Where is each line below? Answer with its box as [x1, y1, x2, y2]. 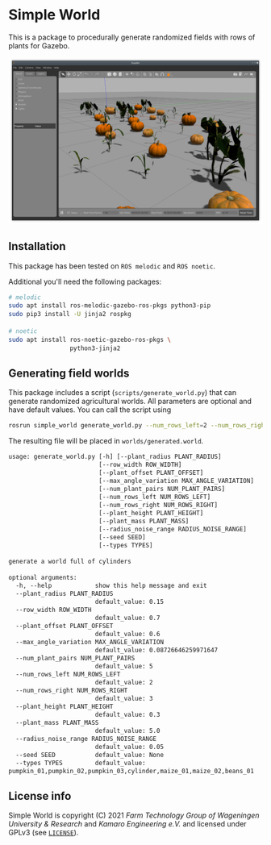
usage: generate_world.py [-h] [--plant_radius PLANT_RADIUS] [8, 453, 222, 461]
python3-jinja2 [69, 344, 121, 352]
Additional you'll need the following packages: [8, 277, 162, 286]
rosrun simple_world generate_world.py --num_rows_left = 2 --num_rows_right [8, 422, 269, 430]
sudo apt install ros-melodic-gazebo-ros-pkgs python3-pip [8, 302, 211, 310]
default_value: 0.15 [94, 598, 164, 606]
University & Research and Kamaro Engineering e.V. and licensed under [8, 819, 248, 829]
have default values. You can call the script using [8, 405, 172, 414]
